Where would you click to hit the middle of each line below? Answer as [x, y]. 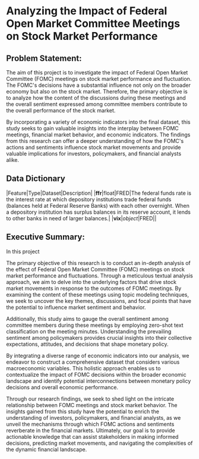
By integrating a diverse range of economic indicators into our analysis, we [98, 355]
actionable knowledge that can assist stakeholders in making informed [92, 436]
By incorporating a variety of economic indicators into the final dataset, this [98, 122]
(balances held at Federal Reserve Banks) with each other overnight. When [98, 205]
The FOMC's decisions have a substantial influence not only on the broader [99, 85]
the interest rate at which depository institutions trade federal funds [89, 199]
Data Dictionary [36, 179]
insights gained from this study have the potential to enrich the [83, 411]
